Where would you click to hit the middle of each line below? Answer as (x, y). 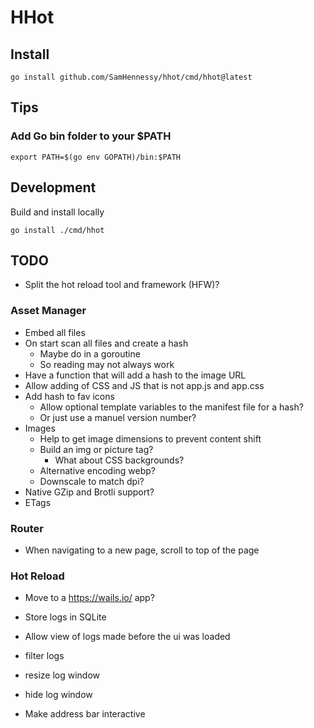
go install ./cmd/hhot (57, 230)
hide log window (58, 695)
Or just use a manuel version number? (118, 417)
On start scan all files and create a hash (106, 343)
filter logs (44, 656)
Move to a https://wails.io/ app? (89, 598)
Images (40, 428)
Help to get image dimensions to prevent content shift (150, 438)
